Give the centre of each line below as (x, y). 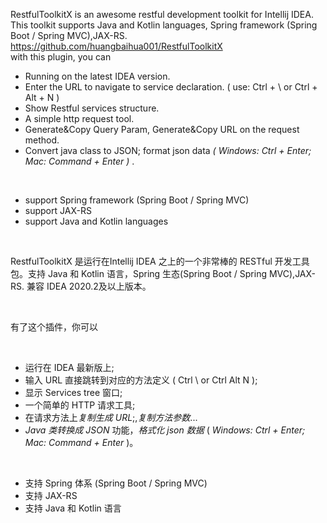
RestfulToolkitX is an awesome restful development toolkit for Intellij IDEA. (162, 14)
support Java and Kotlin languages (96, 221)
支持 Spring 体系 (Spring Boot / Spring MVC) (116, 483)
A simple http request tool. (79, 118)
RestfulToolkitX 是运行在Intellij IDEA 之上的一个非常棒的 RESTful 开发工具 (160, 261)
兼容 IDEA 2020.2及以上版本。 (89, 286)
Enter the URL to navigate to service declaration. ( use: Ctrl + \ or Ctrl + (171, 87)
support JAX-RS (58, 210)
